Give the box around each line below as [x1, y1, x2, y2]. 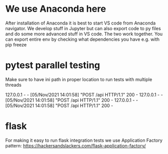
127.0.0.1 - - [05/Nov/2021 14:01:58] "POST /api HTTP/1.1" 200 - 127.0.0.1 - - [5, 91, 163, 97]
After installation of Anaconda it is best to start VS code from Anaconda [5, 20, 156, 26]
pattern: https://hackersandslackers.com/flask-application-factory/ [5, 142, 147, 148]
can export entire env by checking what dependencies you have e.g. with [5, 36, 160, 42]
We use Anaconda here [5, 3, 106, 15]
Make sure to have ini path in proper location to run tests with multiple [5, 76, 152, 82]
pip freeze [5, 41, 27, 47]
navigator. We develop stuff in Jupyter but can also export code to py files [5, 25, 161, 31]
